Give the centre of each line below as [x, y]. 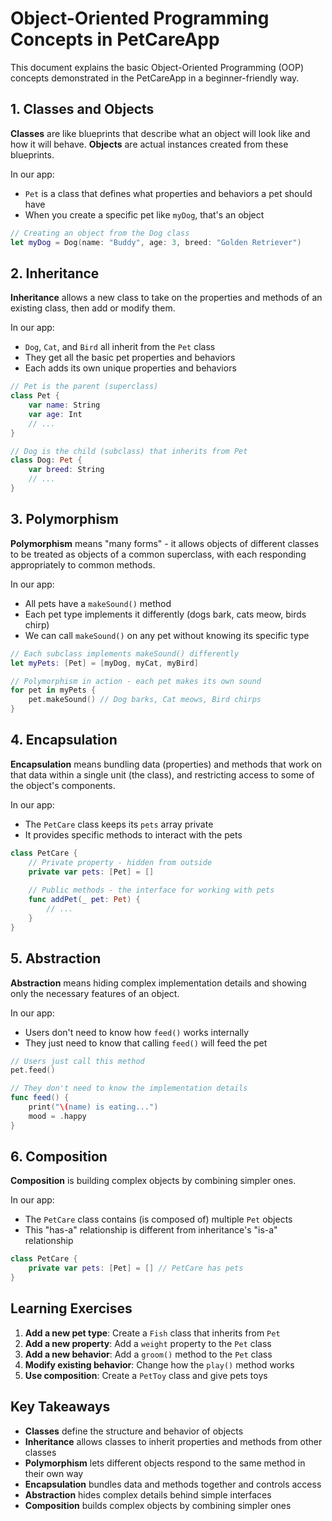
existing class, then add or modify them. [93, 308]
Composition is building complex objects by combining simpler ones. [153, 1181]
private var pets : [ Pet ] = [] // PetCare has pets [136, 1268]
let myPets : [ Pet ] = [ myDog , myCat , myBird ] [104, 663]
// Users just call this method [77, 1061]
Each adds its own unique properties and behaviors [130, 368]
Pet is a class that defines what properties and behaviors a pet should [168, 193]
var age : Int [55, 414]
